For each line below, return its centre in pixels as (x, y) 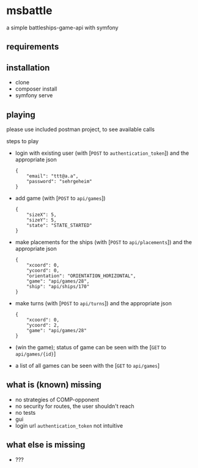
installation (28, 68)
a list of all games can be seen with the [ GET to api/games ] (87, 365)
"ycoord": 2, (43, 325)
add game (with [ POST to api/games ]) (60, 198)
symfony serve (34, 95)
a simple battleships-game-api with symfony (62, 28)
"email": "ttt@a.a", (53, 176)
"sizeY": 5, (42, 220)
